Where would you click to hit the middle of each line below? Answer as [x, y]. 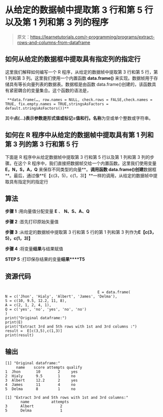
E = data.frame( [114, 292]
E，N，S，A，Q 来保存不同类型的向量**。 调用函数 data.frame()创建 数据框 [81, 169]
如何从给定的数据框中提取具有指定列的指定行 [73, 59]
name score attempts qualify [49, 367]
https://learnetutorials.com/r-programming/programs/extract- [93, 37]
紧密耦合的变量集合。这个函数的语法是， [50, 90]
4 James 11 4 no [41, 385]
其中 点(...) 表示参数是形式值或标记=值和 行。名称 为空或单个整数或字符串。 [79, 118]
